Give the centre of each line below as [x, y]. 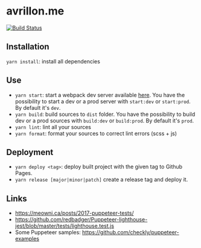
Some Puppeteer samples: [48, 232]
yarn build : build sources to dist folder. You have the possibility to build [105, 114]
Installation [28, 47]
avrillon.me [35, 11]
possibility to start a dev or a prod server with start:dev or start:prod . [103, 101]
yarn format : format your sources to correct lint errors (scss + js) [96, 133]
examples [27, 239]
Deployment [30, 152]
